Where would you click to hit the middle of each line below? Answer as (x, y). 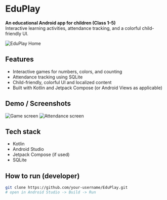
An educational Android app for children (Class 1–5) (60, 23)
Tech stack (23, 131)
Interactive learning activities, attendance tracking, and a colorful (73, 28)
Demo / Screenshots (38, 104)
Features (19, 59)
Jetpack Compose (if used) (41, 154)
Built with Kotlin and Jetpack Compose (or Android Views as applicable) (88, 88)
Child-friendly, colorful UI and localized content (62, 82)
